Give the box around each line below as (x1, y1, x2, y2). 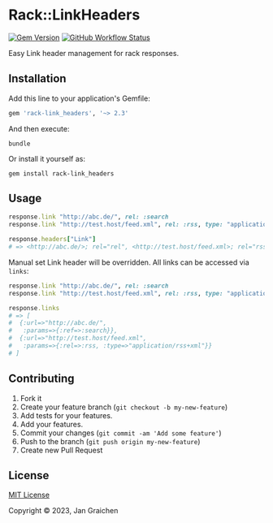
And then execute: (8, 123, 70, 133)
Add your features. (19, 419, 84, 429)
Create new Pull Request (19, 445, 103, 455)
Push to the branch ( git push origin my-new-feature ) (19, 436, 201, 446)
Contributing (8, 372, 75, 386)
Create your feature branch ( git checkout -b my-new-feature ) (19, 402, 228, 412)
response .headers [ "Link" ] (8, 236, 96, 244)
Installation (8, 71, 67, 86)
